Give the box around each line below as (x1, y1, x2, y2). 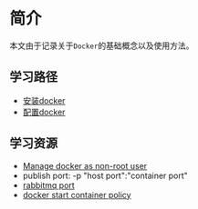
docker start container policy (22, 189, 131, 200)
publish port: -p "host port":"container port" (22, 170, 189, 181)
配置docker (22, 106, 66, 117)
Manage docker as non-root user (22, 160, 148, 171)
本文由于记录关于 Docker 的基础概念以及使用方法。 (9, 40, 194, 51)
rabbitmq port (22, 179, 75, 191)
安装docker (22, 95, 66, 105)
